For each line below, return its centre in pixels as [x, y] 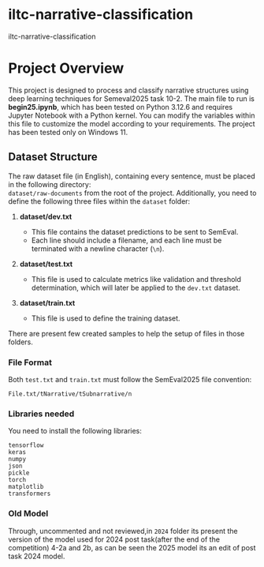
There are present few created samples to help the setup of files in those [126, 333]
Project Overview [66, 68]
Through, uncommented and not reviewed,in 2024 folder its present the [123, 531]
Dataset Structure [53, 157]
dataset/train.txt [47, 302]
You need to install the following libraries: [75, 431]
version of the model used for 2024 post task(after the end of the [114, 539]
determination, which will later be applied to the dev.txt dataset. [136, 287]
